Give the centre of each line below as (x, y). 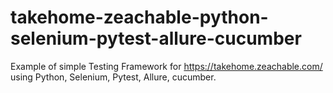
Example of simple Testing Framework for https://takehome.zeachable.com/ (166, 66)
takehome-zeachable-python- (139, 17)
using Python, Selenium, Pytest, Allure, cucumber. (113, 77)
